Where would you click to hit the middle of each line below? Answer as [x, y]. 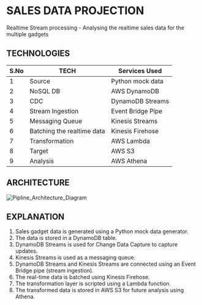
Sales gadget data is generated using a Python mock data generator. [102, 231]
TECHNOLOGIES [38, 54]
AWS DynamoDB [135, 91]
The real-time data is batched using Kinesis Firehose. [82, 277]
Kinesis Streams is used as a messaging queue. [75, 258]
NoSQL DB [45, 91]
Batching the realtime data [67, 131]
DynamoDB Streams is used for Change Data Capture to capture [96, 245]
